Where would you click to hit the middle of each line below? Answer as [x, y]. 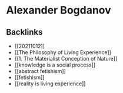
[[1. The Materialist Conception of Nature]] [66, 59]
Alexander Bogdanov [59, 10]
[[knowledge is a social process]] [55, 65]
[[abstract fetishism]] [40, 71]
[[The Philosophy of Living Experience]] [63, 52]
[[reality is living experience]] [50, 84]
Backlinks [24, 32]
